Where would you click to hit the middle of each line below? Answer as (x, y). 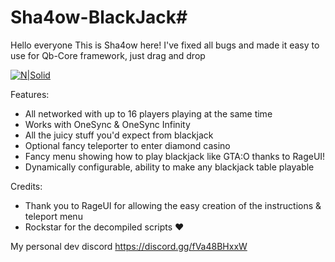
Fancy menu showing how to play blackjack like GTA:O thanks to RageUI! (175, 156)
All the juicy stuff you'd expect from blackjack (119, 135)
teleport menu (53, 216)
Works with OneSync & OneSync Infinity (107, 124)
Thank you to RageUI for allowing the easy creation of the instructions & (173, 205)
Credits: (26, 186)
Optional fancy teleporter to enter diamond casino (127, 145)
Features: (30, 94)
